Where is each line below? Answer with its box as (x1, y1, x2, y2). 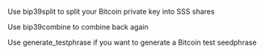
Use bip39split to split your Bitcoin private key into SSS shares (7, 7, 215, 16)
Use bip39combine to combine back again (7, 22, 149, 31)
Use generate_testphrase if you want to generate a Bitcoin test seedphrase (7, 37, 257, 47)
